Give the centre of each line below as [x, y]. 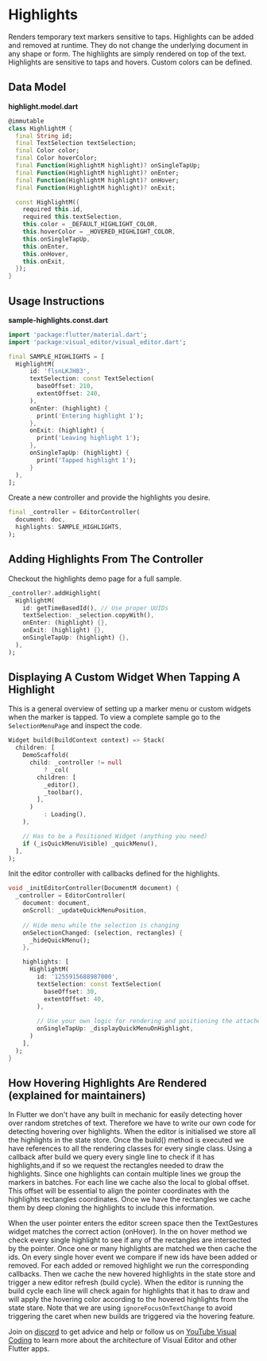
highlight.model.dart [43, 106]
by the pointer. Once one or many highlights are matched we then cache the [133, 1249]
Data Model [37, 87]
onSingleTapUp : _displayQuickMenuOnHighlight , [115, 1029]
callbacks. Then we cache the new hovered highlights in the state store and [132, 1274]
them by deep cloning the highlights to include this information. [112, 1208]
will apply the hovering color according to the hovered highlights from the [128, 1300]
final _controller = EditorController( [74, 512]
